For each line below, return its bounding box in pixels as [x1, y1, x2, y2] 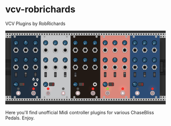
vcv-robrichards [5, 4, 75, 15]
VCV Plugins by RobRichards [5, 20, 66, 27]
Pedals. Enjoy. [5, 115, 35, 121]
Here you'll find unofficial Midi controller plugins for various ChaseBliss [5, 109, 154, 115]
